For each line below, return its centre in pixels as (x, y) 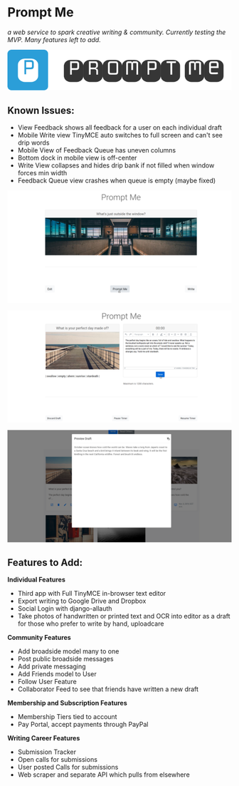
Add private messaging (52, 666)
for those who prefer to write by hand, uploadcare (91, 624)
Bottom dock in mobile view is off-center (77, 158)
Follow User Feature (47, 681)
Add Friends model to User (57, 673)
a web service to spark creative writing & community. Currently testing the (117, 32)
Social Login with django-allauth (65, 608)
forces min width (42, 173)
